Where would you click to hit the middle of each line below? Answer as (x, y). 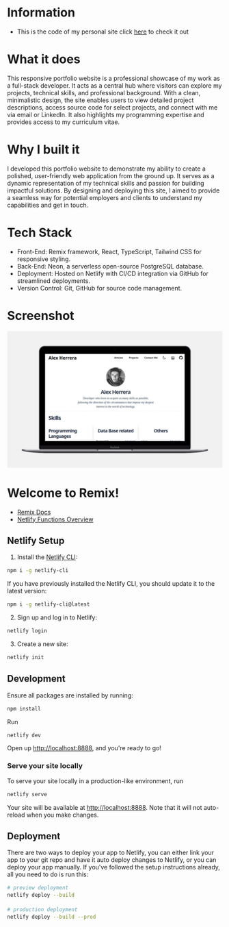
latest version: (27, 591)
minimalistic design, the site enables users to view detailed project (100, 100)
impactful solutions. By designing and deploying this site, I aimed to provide (113, 190)
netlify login (27, 631)
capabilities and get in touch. (48, 205)
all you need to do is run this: (48, 874)
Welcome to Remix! (63, 493)
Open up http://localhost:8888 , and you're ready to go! (84, 748)
